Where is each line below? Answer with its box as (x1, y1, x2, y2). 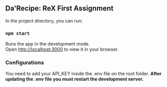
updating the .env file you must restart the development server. (5, 76, 144, 82)
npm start (5, 30, 30, 36)
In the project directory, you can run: (5, 17, 83, 24)
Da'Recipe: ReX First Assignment (5, 4, 114, 13)
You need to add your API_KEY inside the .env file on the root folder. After (5, 71, 162, 77)
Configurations (5, 59, 44, 66)
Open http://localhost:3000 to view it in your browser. (5, 46, 119, 53)
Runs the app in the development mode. (5, 41, 90, 47)
